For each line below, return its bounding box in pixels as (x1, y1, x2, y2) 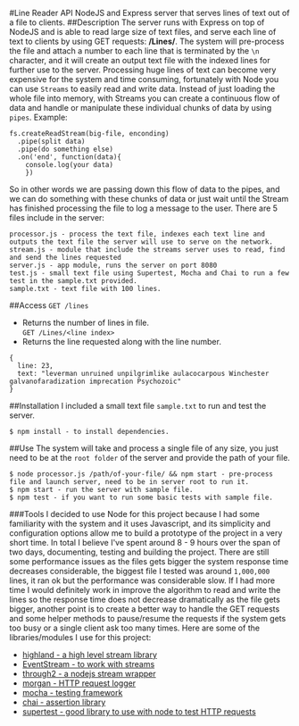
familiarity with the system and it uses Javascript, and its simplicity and (9, 518, 270, 529)
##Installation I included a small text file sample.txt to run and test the (9, 401, 267, 411)
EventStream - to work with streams (21, 659, 155, 669)
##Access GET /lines (9, 300, 89, 311)
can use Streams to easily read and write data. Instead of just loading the (9, 84, 276, 94)
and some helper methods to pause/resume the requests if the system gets (9, 613, 287, 623)
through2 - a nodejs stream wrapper (21, 669, 156, 679)
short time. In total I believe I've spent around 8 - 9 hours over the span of (9, 538, 281, 547)
